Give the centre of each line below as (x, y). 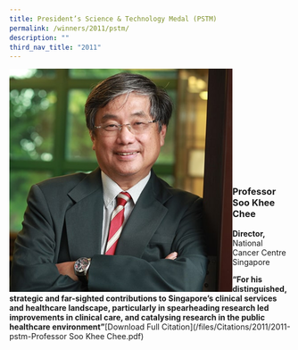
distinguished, (260, 288)
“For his (248, 279)
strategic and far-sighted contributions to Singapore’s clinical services (143, 298)
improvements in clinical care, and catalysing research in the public (137, 317)
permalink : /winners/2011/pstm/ (69, 28)
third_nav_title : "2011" (55, 47)
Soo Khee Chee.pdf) (106, 336)
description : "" (39, 37)
